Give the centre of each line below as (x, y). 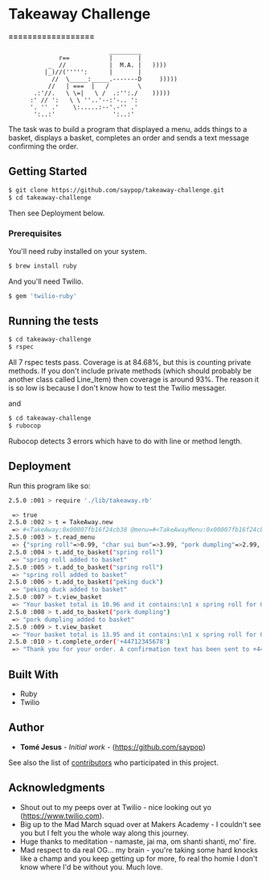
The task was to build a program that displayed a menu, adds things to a (128, 129)
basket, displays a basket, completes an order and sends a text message (129, 137)
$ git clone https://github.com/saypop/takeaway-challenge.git (117, 190)
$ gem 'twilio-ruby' (43, 296)
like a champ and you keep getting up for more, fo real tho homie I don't (139, 858)
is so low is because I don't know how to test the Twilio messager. (118, 388)
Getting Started (48, 172)
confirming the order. (43, 146)
